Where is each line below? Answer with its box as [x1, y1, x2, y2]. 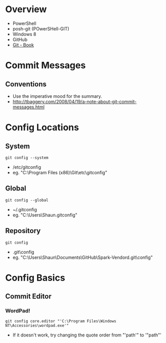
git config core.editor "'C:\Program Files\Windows [5, 319, 116, 324]
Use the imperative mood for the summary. [12, 93, 102, 99]
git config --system [5, 155, 49, 160]
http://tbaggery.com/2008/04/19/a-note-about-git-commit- [12, 98, 137, 104]
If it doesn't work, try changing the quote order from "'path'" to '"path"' [12, 332, 162, 338]
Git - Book [12, 42, 34, 48]
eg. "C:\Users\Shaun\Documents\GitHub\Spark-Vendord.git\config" [12, 254, 153, 260]
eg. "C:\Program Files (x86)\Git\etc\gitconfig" [12, 169, 107, 175]
